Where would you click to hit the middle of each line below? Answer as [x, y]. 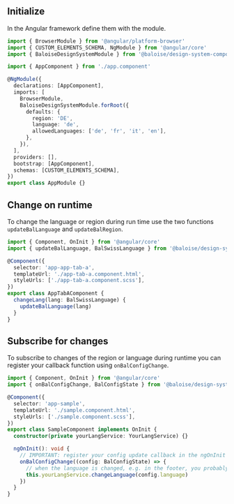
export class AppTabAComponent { [56, 294]
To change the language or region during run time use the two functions [110, 222]
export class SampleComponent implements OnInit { [82, 430]
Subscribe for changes [58, 341]
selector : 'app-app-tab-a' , [54, 267]
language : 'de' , [56, 125]
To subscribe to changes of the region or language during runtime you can [114, 358]
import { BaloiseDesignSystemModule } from [71, 54]
